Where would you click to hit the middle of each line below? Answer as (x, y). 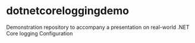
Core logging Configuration (40, 33)
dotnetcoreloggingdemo (68, 11)
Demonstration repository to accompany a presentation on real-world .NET (98, 27)
